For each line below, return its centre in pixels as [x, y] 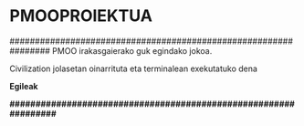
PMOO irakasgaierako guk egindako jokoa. [132, 50]
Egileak [24, 86]
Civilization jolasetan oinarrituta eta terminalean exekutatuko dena [134, 68]
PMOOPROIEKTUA [81, 16]
